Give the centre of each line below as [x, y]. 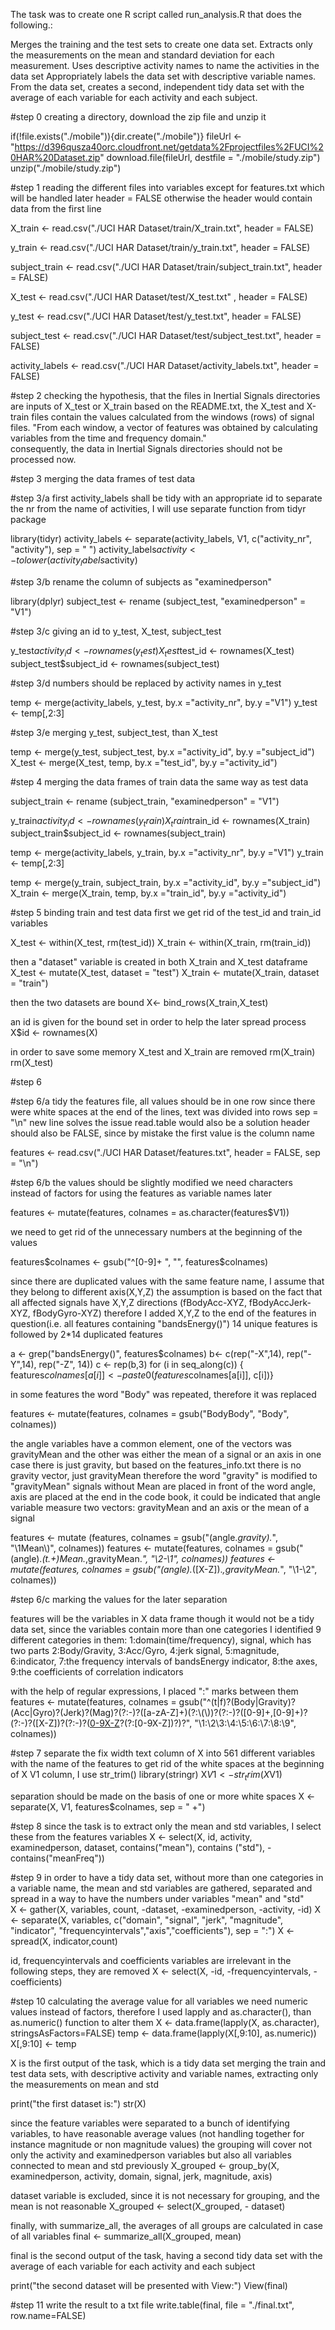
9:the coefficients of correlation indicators [97, 1672]
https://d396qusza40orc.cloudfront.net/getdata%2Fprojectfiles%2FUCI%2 [169, 147]
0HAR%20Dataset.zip [55, 157]
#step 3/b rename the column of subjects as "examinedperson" [141, 581]
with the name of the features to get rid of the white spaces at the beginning [167, 1764]
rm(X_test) [32, 1063]
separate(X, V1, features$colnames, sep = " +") [108, 1807]
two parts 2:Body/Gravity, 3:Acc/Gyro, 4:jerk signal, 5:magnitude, [145, 1651]
